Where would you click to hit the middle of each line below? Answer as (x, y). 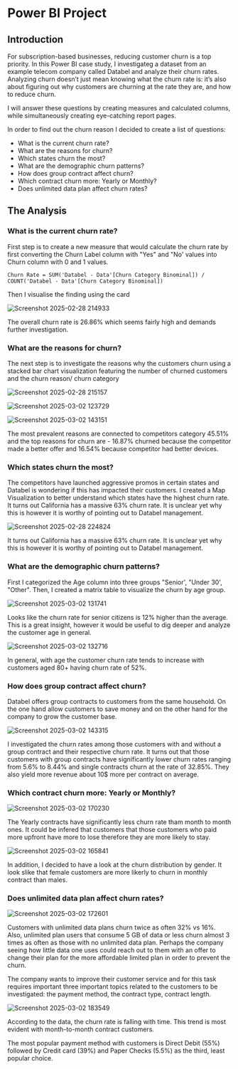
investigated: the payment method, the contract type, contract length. (109, 994)
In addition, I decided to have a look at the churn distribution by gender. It (115, 865)
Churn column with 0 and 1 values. (58, 262)
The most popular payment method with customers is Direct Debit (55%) (114, 1043)
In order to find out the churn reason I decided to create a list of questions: (117, 129)
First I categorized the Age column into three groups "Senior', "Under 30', (115, 582)
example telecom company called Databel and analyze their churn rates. (113, 72)
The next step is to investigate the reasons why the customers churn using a (119, 363)
